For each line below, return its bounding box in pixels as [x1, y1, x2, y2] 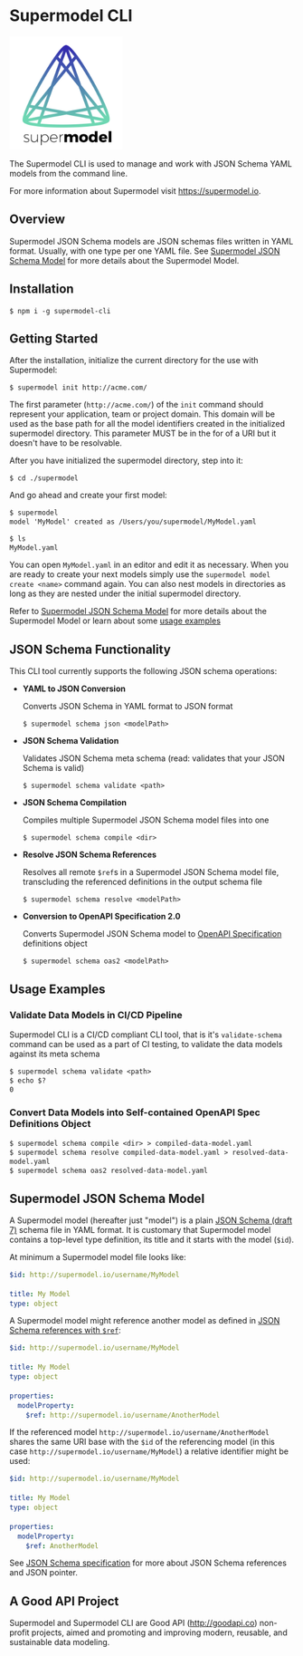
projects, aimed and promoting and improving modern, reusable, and [31, 1627, 288, 1638]
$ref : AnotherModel [25, 1541, 99, 1550]
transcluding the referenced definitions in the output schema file [22, 876, 262, 888]
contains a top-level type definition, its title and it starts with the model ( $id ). [9, 1234, 295, 1245]
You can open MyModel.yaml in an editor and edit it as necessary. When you [9, 559, 289, 571]
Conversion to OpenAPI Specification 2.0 [22, 911, 181, 922]
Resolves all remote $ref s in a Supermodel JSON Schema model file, [22, 867, 279, 878]
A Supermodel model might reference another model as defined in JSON [9, 1315, 280, 1326]
